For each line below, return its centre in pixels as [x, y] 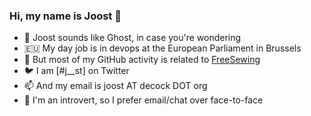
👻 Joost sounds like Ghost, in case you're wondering [132, 38]
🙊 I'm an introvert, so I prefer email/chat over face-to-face [143, 100]
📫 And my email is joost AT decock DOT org [115, 86]
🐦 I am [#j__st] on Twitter [76, 71]
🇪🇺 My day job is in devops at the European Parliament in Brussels [162, 48]
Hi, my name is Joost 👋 [65, 16]
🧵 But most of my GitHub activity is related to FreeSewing [142, 60]
